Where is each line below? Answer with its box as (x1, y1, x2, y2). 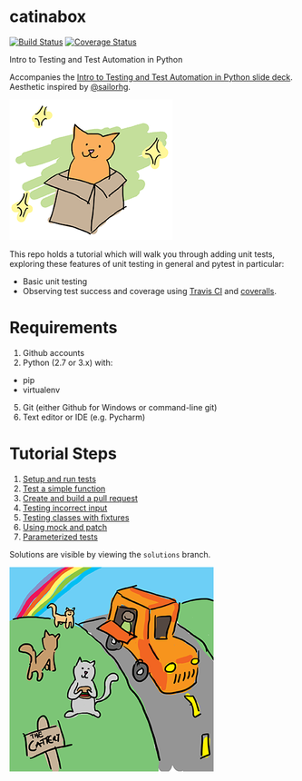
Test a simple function (22, 483, 106, 494)
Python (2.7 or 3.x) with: (22, 357, 113, 368)
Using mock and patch (22, 521, 107, 532)
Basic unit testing (22, 275, 88, 287)
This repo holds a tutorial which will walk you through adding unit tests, (9, 248, 275, 260)
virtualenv (22, 384, 61, 395)
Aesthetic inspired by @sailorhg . (9, 81, 132, 92)
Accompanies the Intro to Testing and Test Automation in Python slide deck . (9, 71, 293, 83)
